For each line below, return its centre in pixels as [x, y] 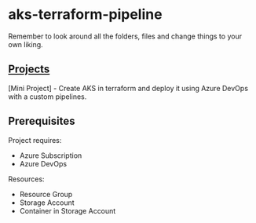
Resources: [26, 179]
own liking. [26, 44]
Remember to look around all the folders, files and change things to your [125, 36]
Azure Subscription [51, 155]
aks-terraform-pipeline [85, 15]
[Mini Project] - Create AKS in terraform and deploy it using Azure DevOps [128, 88]
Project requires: [35, 140]
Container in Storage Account [68, 210]
